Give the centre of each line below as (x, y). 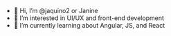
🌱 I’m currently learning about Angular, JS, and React (89, 25)
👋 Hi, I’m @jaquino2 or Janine (56, 11)
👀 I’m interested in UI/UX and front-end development (89, 18)
